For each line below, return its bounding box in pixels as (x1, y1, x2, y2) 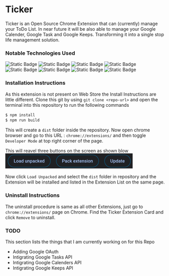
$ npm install (5, 112, 36, 118)
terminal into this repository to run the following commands (5, 102, 129, 108)
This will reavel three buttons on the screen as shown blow (5, 148, 129, 154)
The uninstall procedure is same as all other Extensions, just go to (5, 203, 144, 210)
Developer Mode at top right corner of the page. (5, 138, 103, 144)
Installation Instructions (5, 79, 66, 86)
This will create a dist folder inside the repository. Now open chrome (5, 127, 150, 133)
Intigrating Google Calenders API (12, 259, 82, 265)
